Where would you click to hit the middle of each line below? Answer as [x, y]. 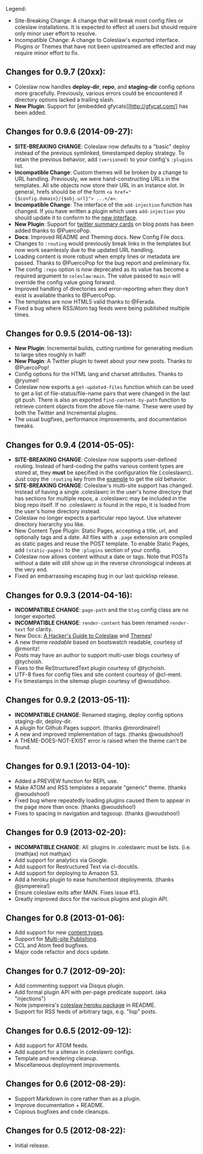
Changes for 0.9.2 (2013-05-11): [68, 700]
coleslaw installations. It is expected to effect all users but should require [105, 27]
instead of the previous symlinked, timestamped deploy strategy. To [99, 153]
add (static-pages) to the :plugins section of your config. [88, 550]
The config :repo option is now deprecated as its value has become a [101, 269]
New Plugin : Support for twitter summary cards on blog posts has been [104, 224]
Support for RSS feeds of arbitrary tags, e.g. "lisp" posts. [86, 1012]
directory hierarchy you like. [50, 524]
